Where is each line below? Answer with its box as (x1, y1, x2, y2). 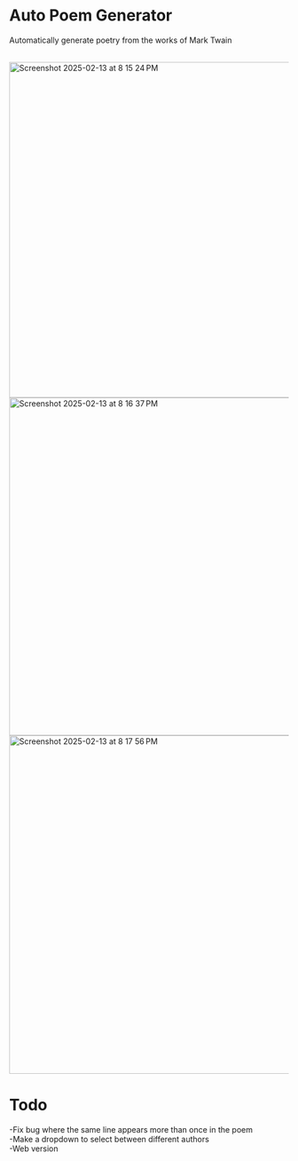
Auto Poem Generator (9, 5, 173, 26)
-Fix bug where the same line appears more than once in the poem (9, 1124, 254, 1134)
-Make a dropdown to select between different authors (9, 1133, 210, 1144)
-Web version (9, 1143, 59, 1154)
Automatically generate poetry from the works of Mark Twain (9, 35, 232, 45)
